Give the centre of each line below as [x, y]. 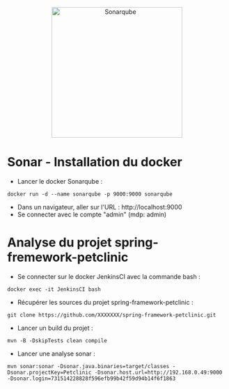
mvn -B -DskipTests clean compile [57, 340]
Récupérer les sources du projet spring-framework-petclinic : [105, 302]
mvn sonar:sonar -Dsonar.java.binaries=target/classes [88, 366]
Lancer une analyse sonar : [56, 354]
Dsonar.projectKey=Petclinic [49, 372]
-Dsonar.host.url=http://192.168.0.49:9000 [158, 372]
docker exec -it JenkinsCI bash [54, 289]
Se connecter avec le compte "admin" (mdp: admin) [92, 214]
